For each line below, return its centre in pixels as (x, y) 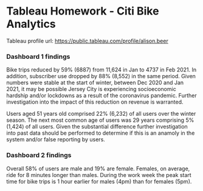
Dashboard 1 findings (38, 56)
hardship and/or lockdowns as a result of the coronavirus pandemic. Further (101, 96)
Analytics (31, 24)
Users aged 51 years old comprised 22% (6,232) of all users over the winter (101, 114)
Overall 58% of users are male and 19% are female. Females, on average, (98, 169)
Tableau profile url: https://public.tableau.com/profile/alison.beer (87, 41)
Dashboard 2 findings (39, 155)
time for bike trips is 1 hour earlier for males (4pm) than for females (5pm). (99, 181)
